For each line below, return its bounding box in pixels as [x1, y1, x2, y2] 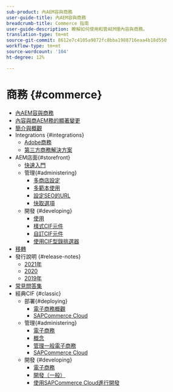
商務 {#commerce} [6, 88, 103, 101]
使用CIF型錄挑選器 [33, 237, 80, 244]
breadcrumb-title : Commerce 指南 [6, 20, 89, 26]
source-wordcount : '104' [6, 49, 69, 55]
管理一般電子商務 [33, 342, 76, 349]
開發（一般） [33, 371, 66, 379]
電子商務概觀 [33, 305, 66, 312]
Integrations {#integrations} [15, 131, 84, 138]
